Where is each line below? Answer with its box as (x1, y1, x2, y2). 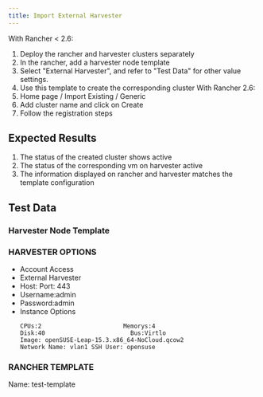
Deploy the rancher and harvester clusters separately (19, 49, 195, 58)
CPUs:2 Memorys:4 (19, 322, 156, 331)
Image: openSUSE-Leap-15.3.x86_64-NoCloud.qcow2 (19, 336, 184, 344)
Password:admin (19, 298, 75, 308)
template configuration (19, 178, 95, 187)
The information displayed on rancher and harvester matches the (19, 169, 233, 179)
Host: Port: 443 (19, 281, 71, 291)
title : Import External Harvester (8, 11, 123, 20)
